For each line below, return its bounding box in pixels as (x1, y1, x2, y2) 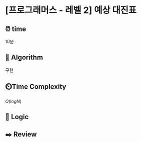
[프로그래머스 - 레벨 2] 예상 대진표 (5, 4, 136, 16)
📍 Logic (5, 113, 29, 121)
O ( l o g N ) (5, 98, 21, 104)
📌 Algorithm (5, 53, 43, 62)
